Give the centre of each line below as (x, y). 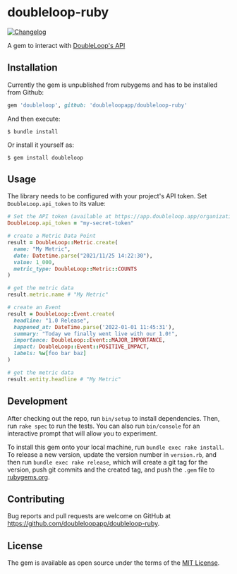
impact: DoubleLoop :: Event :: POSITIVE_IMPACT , (82, 347)
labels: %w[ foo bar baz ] (50, 354)
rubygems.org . (29, 477)
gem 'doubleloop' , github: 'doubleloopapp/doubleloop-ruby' (98, 105)
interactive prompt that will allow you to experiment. (83, 433)
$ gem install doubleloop (45, 157)
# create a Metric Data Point (52, 236)
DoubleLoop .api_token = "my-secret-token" (71, 223)
